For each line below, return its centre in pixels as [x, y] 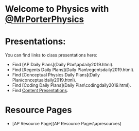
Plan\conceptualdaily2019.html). [44, 80]
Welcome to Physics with [57, 9]
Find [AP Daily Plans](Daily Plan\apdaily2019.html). [63, 65]
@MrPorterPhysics [44, 19]
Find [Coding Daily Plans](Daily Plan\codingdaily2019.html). [71, 85]
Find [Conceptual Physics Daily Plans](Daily [56, 75]
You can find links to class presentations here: [51, 55]
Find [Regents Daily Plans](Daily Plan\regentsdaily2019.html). [73, 70]
